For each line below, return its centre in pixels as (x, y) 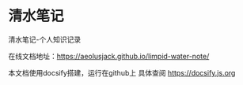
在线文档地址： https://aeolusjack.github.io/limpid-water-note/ (109, 56)
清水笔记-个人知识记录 (45, 39)
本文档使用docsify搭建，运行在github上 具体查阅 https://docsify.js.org (122, 72)
